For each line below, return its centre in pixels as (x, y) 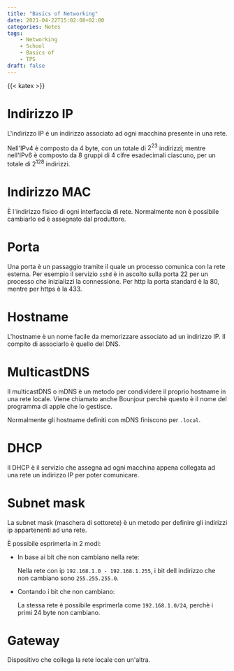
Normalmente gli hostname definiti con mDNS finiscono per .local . (104, 419)
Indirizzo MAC (49, 192)
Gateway (34, 641)
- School (32, 46)
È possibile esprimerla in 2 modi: (54, 543)
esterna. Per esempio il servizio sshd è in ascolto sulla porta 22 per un (108, 274)
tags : (15, 33)
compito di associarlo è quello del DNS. (64, 344)
